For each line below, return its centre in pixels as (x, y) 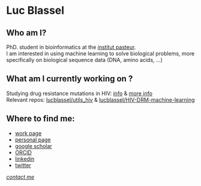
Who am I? (26, 33)
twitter (23, 165)
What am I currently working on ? (70, 79)
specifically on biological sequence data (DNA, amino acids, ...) (85, 60)
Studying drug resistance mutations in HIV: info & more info (79, 93)
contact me (20, 177)
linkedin (25, 159)
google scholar (33, 146)
